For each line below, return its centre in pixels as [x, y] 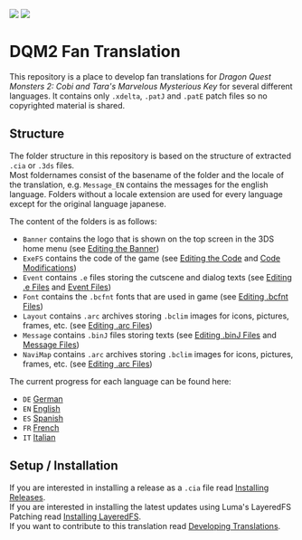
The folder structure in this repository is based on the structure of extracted [151, 156]
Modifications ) [49, 268]
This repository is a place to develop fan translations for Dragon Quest [140, 76]
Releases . [28, 497]
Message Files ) [51, 345]
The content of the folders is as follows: [83, 221]
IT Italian [39, 437]
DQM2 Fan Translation [95, 52]
